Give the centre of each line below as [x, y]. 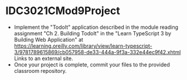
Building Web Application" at [48, 39]
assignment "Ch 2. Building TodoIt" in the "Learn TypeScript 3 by [92, 33]
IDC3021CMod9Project [63, 11]
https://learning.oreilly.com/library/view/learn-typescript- [83, 46]
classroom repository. [40, 71]
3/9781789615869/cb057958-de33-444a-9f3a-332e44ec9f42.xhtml [97, 52]
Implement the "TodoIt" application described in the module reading [96, 27]
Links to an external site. [43, 58]
